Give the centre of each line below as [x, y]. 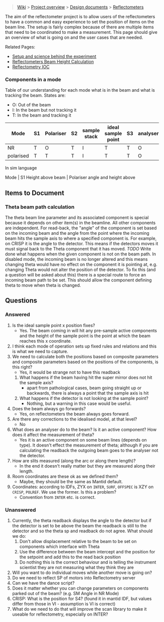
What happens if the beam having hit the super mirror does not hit [86, 377]
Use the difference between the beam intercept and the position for [87, 551]
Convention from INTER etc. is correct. [58, 497]
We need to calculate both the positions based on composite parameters [85, 356]
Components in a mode [33, 79]
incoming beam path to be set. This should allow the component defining [79, 280]
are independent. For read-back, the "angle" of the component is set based [81, 228]
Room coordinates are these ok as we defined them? [65, 476]
